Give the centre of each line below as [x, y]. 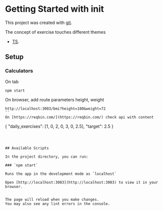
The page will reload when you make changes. [52, 199]
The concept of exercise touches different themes [55, 32]
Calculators [19, 71]
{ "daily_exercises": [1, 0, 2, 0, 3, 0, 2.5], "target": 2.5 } [59, 126]
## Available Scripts [27, 148]
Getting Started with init [54, 9]
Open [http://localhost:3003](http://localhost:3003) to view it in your [82, 182]
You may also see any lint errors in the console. [58, 204]
